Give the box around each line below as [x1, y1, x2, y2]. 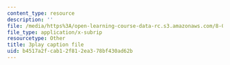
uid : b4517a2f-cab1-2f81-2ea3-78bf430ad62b [7, 48, 133, 55]
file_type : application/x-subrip [7, 28, 103, 36]
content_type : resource [7, 9, 75, 17]
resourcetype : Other [7, 35, 66, 42]
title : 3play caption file [7, 41, 84, 48]
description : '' [7, 16, 53, 23]
